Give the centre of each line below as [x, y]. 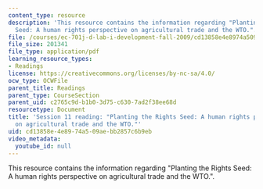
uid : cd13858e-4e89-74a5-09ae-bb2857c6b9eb [80, 131]
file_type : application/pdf [54, 52]
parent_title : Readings [47, 88]
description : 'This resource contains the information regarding [117, 23]
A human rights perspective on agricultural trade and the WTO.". [112, 177]
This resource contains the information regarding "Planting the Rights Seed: [130, 168]
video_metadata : [34, 139]
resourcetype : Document [47, 110]
